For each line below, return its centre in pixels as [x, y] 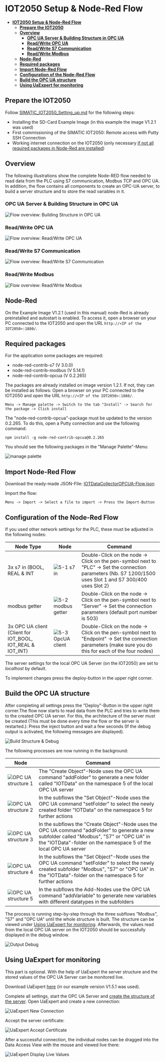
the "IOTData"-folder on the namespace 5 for [91, 875]
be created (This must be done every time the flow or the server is [72, 721]
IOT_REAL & [21, 645]
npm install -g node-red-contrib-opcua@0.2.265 [55, 438]
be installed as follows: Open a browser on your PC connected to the [75, 390]
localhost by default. [26, 668]
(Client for [19, 633]
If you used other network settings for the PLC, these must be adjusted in [79, 529]
